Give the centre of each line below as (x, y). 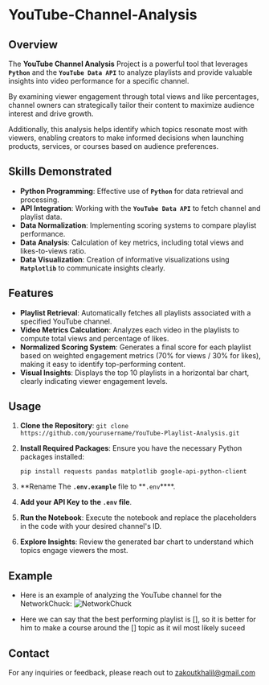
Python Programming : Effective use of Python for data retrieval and (131, 191)
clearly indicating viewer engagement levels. (94, 381)
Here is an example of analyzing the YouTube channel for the (121, 595)
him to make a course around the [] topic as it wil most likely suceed (132, 628)
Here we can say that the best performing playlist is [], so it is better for (138, 619)
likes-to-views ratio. (53, 250)
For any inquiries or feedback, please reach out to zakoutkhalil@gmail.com (132, 673)
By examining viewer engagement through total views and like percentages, (134, 97)
